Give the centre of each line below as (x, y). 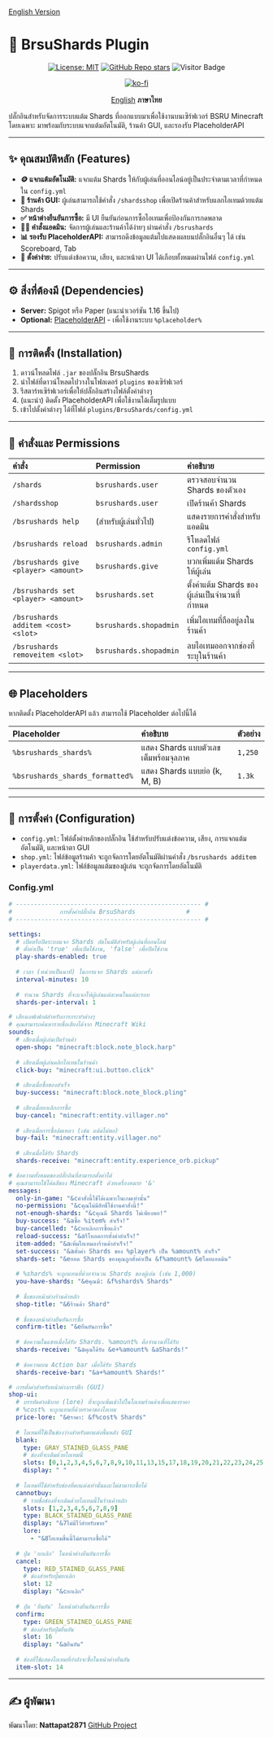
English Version (35, 12)
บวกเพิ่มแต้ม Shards (220, 561)
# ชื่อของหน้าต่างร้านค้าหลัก (48, 1297)
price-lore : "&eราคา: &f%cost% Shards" (81, 1418)
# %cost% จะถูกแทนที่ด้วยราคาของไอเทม (66, 1410)
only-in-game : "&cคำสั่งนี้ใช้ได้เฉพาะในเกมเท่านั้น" (83, 1198)
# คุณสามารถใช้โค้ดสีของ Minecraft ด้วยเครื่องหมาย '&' (82, 1183)
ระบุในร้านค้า (206, 656)
